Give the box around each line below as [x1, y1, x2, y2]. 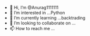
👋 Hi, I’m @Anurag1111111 [9, 5, 59, 10]
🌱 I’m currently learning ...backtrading [9, 15, 86, 20]
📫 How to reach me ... [9, 26, 55, 31]
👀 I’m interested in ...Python [9, 10, 65, 16]
